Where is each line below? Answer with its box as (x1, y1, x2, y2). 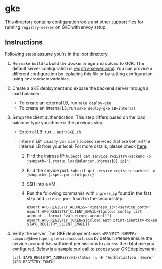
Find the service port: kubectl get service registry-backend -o (26, 167, 156, 173)
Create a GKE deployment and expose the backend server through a (12, 85, 149, 91)
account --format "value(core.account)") (26, 213, 112, 218)
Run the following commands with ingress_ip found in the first (26, 190, 152, 196)
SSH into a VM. (26, 181, 57, 187)
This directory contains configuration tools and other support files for (5, 19, 144, 25)
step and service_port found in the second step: (26, 195, 124, 201)
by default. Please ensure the (94, 236, 152, 241)
